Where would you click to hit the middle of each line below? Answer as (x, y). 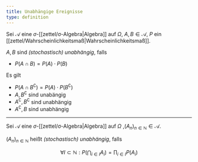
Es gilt (14, 75)
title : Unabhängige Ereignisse (44, 12)
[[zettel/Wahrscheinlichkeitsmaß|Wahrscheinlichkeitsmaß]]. (78, 41)
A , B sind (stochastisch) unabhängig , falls (57, 52)
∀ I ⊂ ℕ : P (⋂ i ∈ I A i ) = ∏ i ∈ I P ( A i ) (99, 153)
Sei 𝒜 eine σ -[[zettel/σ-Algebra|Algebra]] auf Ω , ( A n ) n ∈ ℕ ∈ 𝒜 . (84, 127)
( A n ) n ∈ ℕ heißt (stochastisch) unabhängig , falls (64, 140)
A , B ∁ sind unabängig (40, 94)
